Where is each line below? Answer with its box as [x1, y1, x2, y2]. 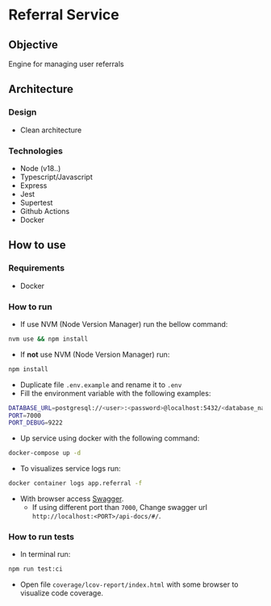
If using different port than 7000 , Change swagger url [31, 503, 208, 512]
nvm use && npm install [8, 335, 89, 343]
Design [8, 107, 37, 118]
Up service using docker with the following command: [19, 433, 200, 443]
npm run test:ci [8, 565, 63, 574]
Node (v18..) [19, 163, 61, 173]
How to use [8, 238, 66, 252]
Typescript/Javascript [19, 172, 93, 182]
